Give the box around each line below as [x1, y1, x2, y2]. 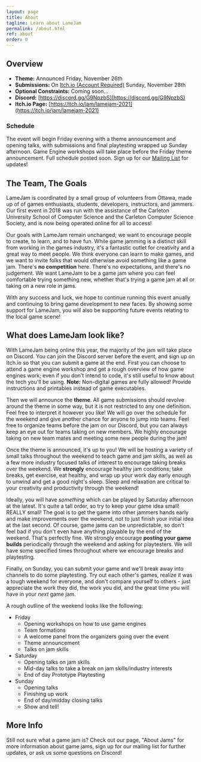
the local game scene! [6, 313, 61, 320]
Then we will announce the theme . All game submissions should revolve [6, 396, 184, 403]
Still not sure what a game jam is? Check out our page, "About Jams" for [6, 736, 184, 743]
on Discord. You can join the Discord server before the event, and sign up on [6, 352, 196, 360]
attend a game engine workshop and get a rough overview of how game [6, 365, 184, 373]
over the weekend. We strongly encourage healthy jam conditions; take [6, 465, 183, 472]
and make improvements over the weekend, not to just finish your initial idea [6, 515, 194, 522]
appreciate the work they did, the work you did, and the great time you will [6, 584, 190, 591]
